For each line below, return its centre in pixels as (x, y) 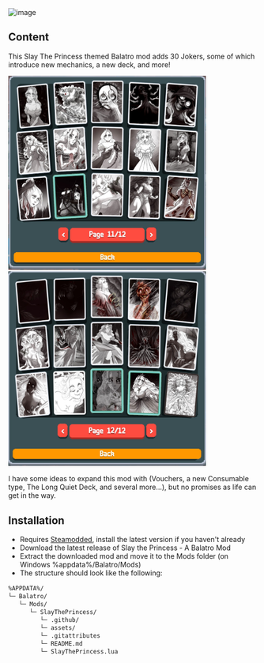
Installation (36, 520)
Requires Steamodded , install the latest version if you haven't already (132, 540)
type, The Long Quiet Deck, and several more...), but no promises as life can (132, 487)
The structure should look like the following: (91, 573)
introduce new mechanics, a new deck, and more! (90, 64)
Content (29, 38)
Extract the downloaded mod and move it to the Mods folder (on (124, 556)
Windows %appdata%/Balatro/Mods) (80, 565)
